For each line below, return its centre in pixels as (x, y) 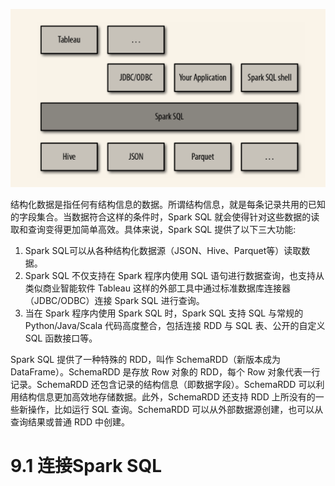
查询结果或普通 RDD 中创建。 (70, 421)
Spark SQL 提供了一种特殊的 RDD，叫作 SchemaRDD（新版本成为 (146, 359)
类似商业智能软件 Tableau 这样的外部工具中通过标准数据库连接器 (157, 288)
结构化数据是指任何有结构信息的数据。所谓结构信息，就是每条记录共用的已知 (168, 204)
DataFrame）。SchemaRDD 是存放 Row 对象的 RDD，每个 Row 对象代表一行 (165, 371)
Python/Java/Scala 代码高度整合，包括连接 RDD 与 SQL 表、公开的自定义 (175, 325)
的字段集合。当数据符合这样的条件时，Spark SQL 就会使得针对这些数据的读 (165, 216)
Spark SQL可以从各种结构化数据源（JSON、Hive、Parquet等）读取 (163, 250)
